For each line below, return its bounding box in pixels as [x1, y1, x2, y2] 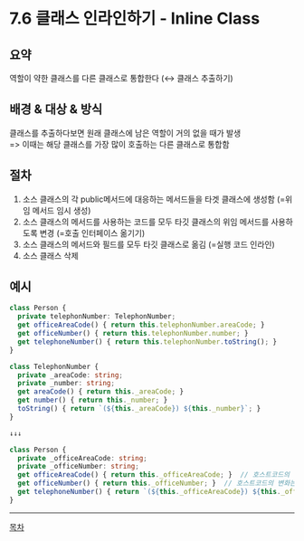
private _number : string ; [17, 379, 116, 388]
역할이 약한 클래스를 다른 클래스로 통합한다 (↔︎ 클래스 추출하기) [9, 73, 233, 83]
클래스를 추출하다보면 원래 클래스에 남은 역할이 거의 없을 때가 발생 [9, 128, 242, 138]
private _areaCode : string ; [17, 370, 124, 380]
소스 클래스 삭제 [22, 250, 79, 261]
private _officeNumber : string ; [17, 462, 140, 471]
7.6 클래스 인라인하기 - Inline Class [9, 8, 261, 29]
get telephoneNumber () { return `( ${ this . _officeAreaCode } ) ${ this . [17, 488, 281, 497]
